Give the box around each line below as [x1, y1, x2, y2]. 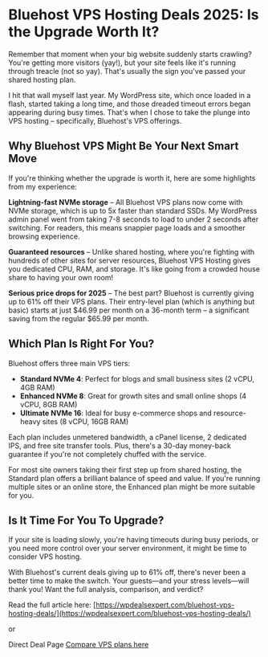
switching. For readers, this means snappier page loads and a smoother [8, 222, 246, 232]
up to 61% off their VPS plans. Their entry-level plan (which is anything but [8, 296, 255, 306]
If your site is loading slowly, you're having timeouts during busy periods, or [8, 535, 259, 545]
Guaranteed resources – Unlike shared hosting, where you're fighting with [8, 247, 255, 256]
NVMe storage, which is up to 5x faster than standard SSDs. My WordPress [8, 206, 258, 215]
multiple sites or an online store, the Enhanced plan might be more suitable [8, 482, 255, 492]
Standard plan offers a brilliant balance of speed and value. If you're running [8, 473, 261, 483]
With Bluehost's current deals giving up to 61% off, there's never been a [8, 568, 246, 577]
